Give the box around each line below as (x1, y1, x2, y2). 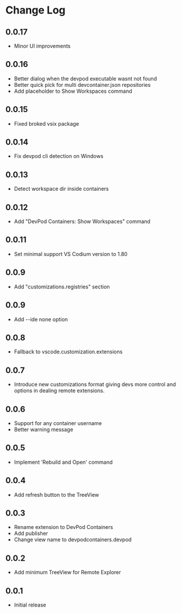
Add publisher (13, 530, 48, 537)
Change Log (5, 4, 66, 17)
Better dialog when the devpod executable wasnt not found (13, 75, 157, 82)
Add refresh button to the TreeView (13, 491, 99, 498)
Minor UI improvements (13, 42, 71, 49)
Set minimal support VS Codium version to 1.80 (13, 250, 128, 257)
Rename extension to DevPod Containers (13, 524, 114, 531)
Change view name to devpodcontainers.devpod (13, 536, 132, 543)
